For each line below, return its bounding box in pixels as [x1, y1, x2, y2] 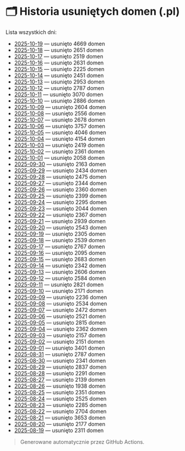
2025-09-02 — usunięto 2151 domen [14, 338, 105, 345]
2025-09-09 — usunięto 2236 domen [14, 294, 108, 301]
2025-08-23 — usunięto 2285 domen [14, 401, 107, 409]
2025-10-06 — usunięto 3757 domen [14, 122, 105, 129]
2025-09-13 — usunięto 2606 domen [14, 268, 106, 275]
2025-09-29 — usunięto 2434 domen [14, 166, 108, 174]
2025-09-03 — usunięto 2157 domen [14, 332, 106, 339]
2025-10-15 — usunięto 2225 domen [14, 65, 105, 72]
